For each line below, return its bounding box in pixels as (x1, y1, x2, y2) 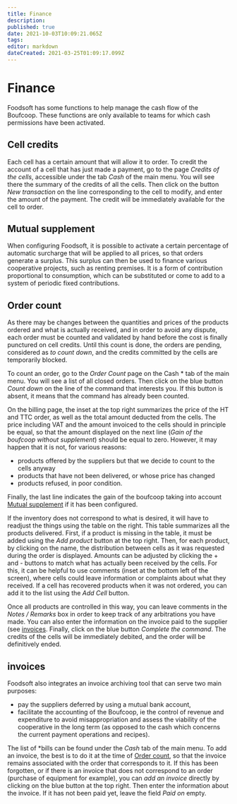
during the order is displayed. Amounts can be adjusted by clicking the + (7, 552, 219, 560)
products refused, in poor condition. (17, 479, 123, 487)
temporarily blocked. (7, 355, 68, 364)
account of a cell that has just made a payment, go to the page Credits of (7, 165, 220, 173)
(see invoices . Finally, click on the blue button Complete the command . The (7, 625, 226, 633)
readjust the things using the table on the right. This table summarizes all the (7, 521, 230, 530)
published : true (7, 23, 55, 30)
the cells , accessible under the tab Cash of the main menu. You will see (7, 172, 215, 181)
